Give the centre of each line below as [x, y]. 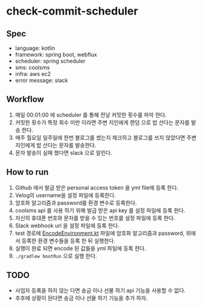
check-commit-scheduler [72, 11]
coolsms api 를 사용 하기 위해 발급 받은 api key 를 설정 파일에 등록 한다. [100, 210]
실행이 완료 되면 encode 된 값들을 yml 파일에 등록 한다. [81, 248]
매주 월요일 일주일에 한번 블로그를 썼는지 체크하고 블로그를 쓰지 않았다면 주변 [106, 137]
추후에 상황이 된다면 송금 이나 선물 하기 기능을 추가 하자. [81, 298]
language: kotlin [35, 48]
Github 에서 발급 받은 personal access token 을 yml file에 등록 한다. [97, 187]
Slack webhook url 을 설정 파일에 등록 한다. [67, 225]
